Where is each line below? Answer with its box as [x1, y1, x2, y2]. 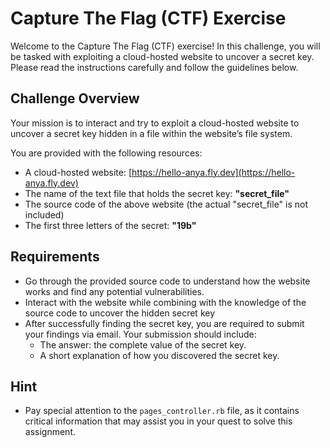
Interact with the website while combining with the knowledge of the [24, 296, 307, 308]
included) [24, 208, 65, 221]
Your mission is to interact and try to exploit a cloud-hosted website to [10, 117, 300, 129]
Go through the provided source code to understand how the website [24, 275, 311, 287]
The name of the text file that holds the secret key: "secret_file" [24, 187, 290, 199]
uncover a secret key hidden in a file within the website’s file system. [10, 127, 293, 139]
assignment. [24, 426, 76, 438]
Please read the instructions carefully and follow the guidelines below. [10, 61, 299, 73]
